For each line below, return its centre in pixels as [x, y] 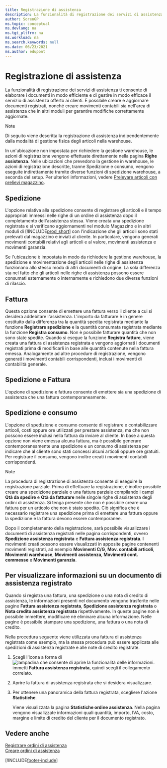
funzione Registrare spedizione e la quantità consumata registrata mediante [83, 327]
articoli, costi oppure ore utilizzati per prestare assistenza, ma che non [77, 430]
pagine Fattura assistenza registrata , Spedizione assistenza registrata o [81, 606]
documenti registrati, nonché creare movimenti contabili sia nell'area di [78, 106]
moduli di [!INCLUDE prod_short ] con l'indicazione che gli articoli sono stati [82, 231]
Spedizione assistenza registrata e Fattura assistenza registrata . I [75, 539]
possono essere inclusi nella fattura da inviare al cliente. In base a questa [80, 435]
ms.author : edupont [25, 51]
